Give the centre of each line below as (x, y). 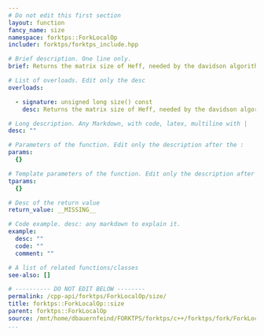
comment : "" (35, 253)
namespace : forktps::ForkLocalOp (63, 37)
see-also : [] (29, 275)
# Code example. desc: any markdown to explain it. (94, 224)
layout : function (37, 23)
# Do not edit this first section (65, 15)
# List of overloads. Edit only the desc (77, 80)
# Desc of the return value (54, 203)
